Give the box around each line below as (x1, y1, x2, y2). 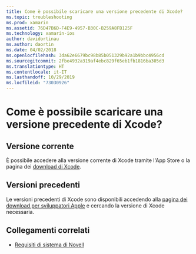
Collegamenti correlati (6, 225, 90, 236)
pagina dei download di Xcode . (6, 163, 81, 170)
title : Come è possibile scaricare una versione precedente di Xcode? (6, 8, 183, 15)
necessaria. (6, 208, 34, 215)
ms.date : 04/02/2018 (6, 47, 57, 53)
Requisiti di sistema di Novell (14, 241, 84, 248)
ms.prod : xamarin (6, 19, 49, 25)
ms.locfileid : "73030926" (6, 80, 69, 86)
